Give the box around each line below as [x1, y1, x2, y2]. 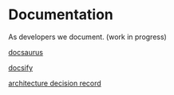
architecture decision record [8, 78, 101, 88]
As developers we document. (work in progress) [8, 32, 168, 42]
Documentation [8, 6, 114, 24]
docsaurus [8, 47, 44, 57]
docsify [8, 62, 34, 73]
